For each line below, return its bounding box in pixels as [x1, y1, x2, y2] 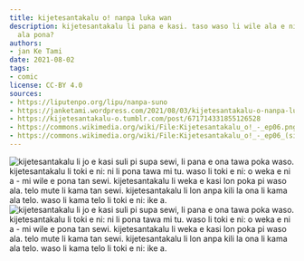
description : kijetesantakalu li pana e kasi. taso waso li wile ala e [9, 22, 285, 31]
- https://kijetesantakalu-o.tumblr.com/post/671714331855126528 [9, 114, 261, 123]
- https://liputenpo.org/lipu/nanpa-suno [9, 97, 168, 107]
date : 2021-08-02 [9, 55, 75, 64]
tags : [9, 64, 30, 73]
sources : [9, 89, 43, 98]
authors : [9, 38, 43, 48]
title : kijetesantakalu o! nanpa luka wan [9, 13, 172, 23]
